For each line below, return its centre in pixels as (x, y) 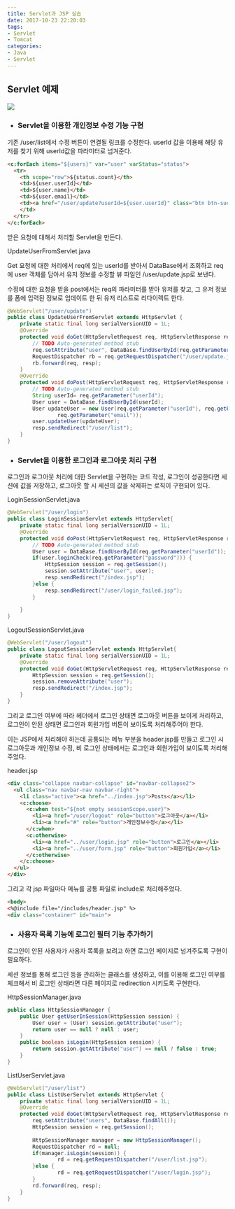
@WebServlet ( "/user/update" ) (50, 311)
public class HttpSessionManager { (59, 1010)
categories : (24, 46)
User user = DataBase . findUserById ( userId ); (98, 402)
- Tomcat (20, 40)
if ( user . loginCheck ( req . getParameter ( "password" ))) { (112, 558)
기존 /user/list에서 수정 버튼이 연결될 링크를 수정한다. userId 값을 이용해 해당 (112, 142)
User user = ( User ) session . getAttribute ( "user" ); (108, 1023)
